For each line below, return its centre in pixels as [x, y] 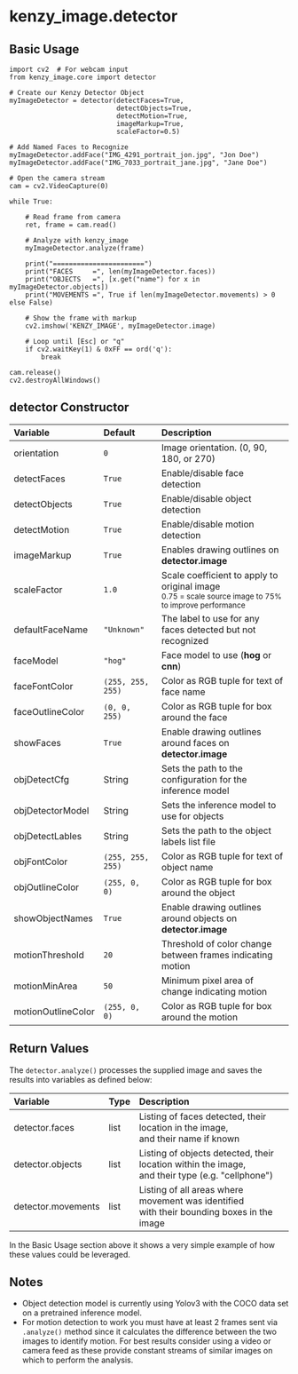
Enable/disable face [202, 473]
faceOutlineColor [49, 711]
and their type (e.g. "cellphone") [206, 1175]
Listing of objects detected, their [207, 1153]
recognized [185, 640]
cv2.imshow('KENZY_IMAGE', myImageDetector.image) [121, 326]
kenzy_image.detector [94, 16]
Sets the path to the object [216, 830]
